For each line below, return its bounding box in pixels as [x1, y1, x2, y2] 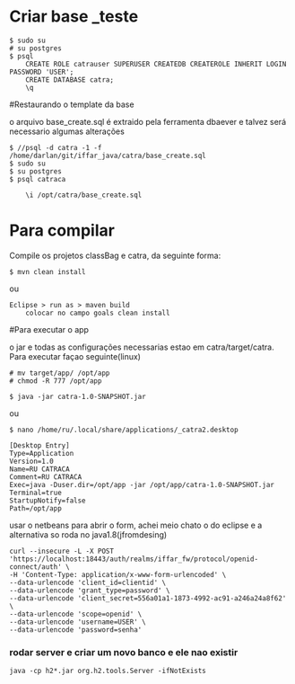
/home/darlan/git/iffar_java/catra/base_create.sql [9, 151, 206, 160]
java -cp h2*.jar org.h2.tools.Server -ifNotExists [9, 667, 206, 676]
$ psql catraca [9, 174, 66, 183]
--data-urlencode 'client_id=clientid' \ [9, 578, 167, 587]
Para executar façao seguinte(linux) [9, 351, 142, 361]
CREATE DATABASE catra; [25, 75, 115, 84]
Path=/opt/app [9, 503, 63, 513]
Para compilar [9, 220, 115, 241]
